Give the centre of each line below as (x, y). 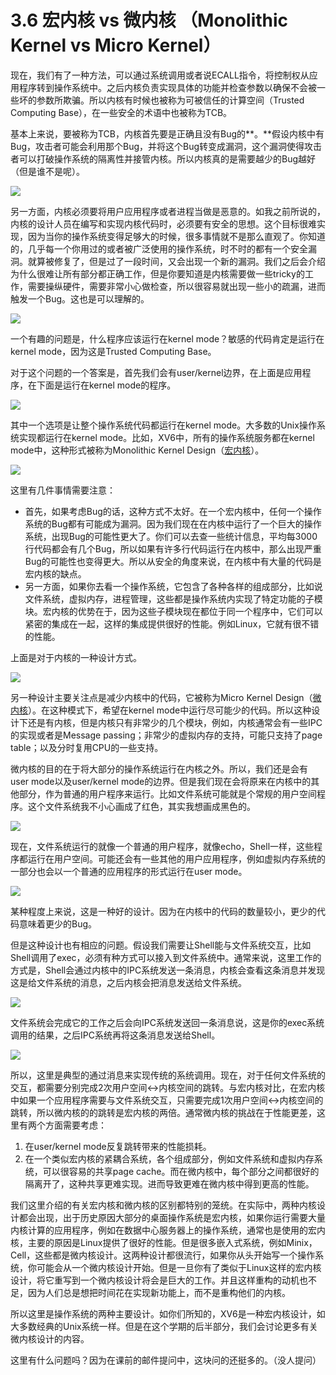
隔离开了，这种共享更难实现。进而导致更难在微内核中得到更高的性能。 (169, 1183)
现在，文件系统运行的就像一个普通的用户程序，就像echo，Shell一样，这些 (162, 846)
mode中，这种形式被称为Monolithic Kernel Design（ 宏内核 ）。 (137, 450)
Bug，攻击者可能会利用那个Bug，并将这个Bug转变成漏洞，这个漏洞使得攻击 (166, 146)
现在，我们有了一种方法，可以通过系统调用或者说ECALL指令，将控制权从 (160, 75)
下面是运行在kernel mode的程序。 (106, 385)
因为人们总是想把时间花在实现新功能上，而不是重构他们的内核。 (159, 1292)
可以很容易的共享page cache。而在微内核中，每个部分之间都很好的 (181, 1171)
